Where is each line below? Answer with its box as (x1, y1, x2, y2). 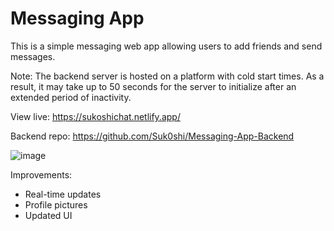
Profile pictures (24, 198, 88, 211)
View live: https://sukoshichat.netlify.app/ (10, 110, 181, 122)
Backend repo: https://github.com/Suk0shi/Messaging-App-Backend (10, 130, 295, 142)
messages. (10, 50, 56, 62)
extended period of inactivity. (10, 91, 132, 103)
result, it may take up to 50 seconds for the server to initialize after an (10, 80, 297, 92)
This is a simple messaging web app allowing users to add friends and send (10, 40, 323, 52)
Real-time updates (24, 188, 102, 200)
